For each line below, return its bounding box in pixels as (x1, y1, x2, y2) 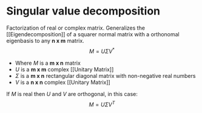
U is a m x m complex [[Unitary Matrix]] (15, 65, 114, 73)
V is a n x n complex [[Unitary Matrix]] (15, 79, 110, 86)
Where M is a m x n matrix (15, 59, 81, 66)
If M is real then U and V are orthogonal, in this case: (6, 90, 138, 97)
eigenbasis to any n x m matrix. (6, 37, 85, 44)
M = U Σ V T (89, 100, 115, 108)
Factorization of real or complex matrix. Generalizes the (6, 24, 146, 31)
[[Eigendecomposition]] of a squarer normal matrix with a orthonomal (6, 30, 180, 37)
